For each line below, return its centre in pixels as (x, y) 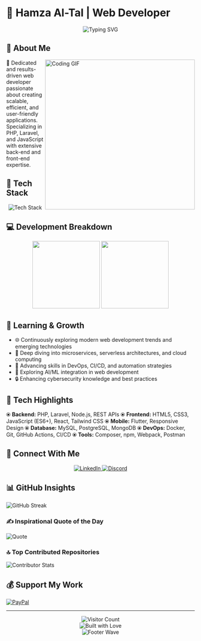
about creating (24, 94)
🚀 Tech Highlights (40, 400)
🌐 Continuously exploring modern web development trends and (93, 340)
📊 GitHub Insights (41, 488)
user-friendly (22, 113)
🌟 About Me (28, 48)
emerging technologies (43, 347)
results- (27, 69)
